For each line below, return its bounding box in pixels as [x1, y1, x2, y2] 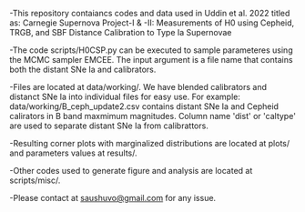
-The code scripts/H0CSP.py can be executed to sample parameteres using [9, 45, 293, 56]
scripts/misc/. [9, 175, 61, 186]
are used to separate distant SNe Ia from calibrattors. [9, 120, 209, 131]
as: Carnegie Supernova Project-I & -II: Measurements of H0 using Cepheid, [9, 17, 295, 28]
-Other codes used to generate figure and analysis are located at [9, 166, 253, 176]
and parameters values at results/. [9, 147, 137, 158]
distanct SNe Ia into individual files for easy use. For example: [9, 91, 241, 102]
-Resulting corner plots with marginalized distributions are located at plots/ [9, 138, 290, 148]
